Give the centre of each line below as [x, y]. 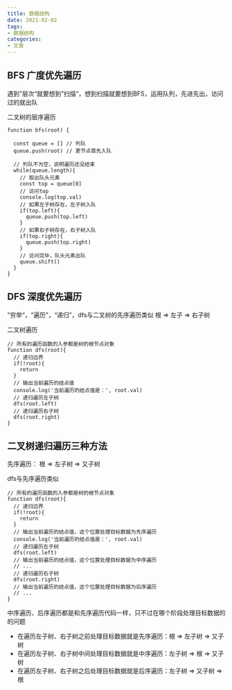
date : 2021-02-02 [32, 20]
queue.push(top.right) [58, 242]
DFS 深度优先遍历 [45, 297]
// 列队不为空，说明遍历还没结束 [54, 164]
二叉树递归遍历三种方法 [57, 446]
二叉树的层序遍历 [32, 117]
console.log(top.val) [51, 197]
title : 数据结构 [28, 14]
